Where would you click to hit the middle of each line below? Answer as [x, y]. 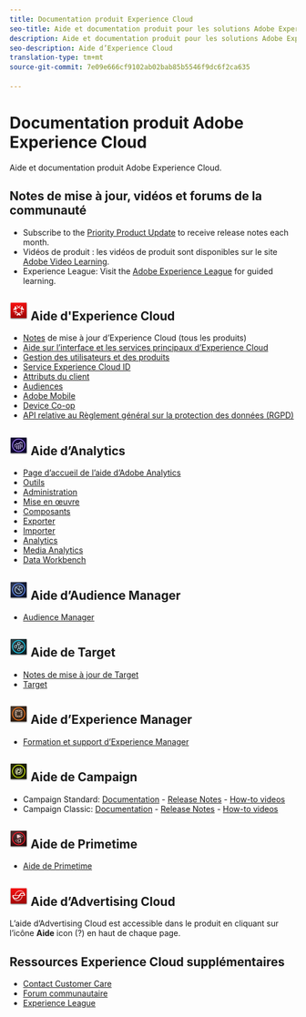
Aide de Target [73, 652]
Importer [39, 531]
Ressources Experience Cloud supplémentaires [147, 962]
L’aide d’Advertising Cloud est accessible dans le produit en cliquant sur [144, 923]
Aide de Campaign [84, 777]
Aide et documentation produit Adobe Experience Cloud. [116, 168]
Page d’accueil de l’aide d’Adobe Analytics [102, 473]
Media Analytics [53, 550]
